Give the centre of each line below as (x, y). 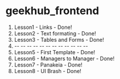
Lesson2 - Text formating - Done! (55, 33)
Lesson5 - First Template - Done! (55, 52)
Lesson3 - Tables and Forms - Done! (59, 39)
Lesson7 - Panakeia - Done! (48, 65)
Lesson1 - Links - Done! (43, 27)
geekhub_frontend (52, 11)
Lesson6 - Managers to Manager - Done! (64, 58)
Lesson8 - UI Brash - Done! (48, 71)
